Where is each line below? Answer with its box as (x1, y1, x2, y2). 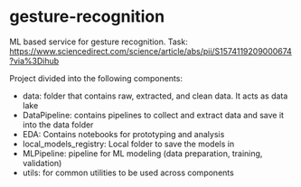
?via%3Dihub (9, 55, 60, 66)
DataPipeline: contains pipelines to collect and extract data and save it (22, 109, 285, 120)
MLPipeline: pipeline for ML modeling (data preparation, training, (22, 147, 263, 159)
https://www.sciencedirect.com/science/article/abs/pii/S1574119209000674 (9, 45, 292, 56)
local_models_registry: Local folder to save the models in (22, 138, 235, 149)
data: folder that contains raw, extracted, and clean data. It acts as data (22, 90, 288, 101)
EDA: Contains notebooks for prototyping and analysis (22, 128, 225, 139)
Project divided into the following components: (9, 72, 183, 83)
